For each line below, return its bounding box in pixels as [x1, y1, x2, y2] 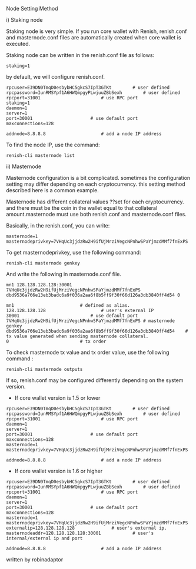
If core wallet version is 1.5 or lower [14, 394, 101, 401]
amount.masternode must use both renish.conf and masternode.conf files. [6, 211, 187, 217]
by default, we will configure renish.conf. [6, 73, 105, 80]
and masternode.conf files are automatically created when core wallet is [6, 34, 181, 41]
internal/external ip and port [6, 535, 83, 541]
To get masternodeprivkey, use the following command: [6, 249, 141, 256]
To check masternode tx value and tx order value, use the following [6, 349, 170, 356]
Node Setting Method [6, 5, 58, 12]
